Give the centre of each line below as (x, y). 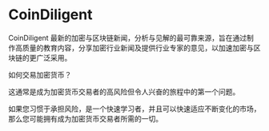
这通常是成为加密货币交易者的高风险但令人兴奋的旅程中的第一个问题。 (124, 91)
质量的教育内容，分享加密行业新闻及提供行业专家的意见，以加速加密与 (138, 48)
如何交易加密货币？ (40, 74)
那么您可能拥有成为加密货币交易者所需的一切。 (85, 118)
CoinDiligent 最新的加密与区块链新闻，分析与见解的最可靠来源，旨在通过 (128, 38)
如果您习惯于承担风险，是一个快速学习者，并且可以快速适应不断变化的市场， (134, 109)
